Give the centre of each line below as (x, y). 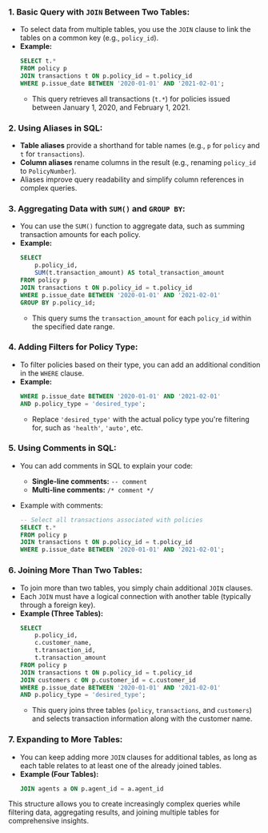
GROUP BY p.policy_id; (58, 303)
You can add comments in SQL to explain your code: (106, 465)
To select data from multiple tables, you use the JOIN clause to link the (135, 30)
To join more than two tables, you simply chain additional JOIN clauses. (136, 588)
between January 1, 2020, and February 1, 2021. (111, 107)
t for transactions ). (52, 154)
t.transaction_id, (65, 650)
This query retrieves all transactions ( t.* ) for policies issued (131, 99)
